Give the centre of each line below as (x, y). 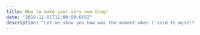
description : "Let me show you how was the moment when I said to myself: (102, 23)
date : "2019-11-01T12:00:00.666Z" (50, 17)
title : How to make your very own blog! (58, 12)
